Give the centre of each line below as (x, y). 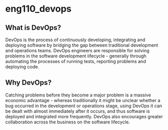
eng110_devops (38, 9)
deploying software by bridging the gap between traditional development (82, 45)
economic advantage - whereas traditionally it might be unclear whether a (83, 100)
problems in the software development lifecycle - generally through (76, 56)
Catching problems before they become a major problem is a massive (78, 95)
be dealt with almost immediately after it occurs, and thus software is (78, 111)
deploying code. (22, 67)
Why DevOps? (29, 83)
